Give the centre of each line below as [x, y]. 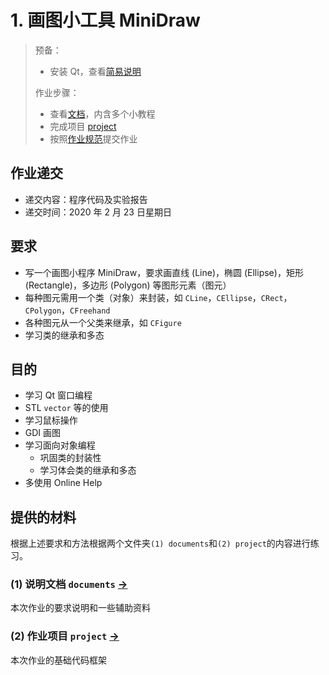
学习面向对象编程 [60, 445]
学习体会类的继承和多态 [88, 470]
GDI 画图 [43, 433]
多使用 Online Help [63, 483]
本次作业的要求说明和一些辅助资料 [80, 608]
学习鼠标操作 [51, 420]
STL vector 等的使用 [66, 408]
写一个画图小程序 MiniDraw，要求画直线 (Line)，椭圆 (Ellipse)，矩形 [164, 272]
